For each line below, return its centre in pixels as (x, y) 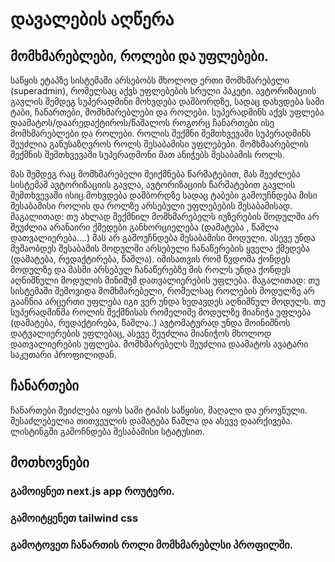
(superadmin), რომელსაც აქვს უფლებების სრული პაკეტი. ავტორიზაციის (163, 91)
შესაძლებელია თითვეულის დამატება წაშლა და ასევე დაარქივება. (151, 420)
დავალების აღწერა (92, 19)
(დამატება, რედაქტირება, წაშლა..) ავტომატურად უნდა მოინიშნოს (150, 322)
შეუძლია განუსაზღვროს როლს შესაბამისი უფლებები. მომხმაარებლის (159, 144)
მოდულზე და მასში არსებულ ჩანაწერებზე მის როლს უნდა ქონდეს (151, 269)
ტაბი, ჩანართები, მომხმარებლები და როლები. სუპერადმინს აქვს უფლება (167, 112)
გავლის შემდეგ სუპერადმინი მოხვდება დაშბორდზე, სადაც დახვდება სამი (167, 101)
